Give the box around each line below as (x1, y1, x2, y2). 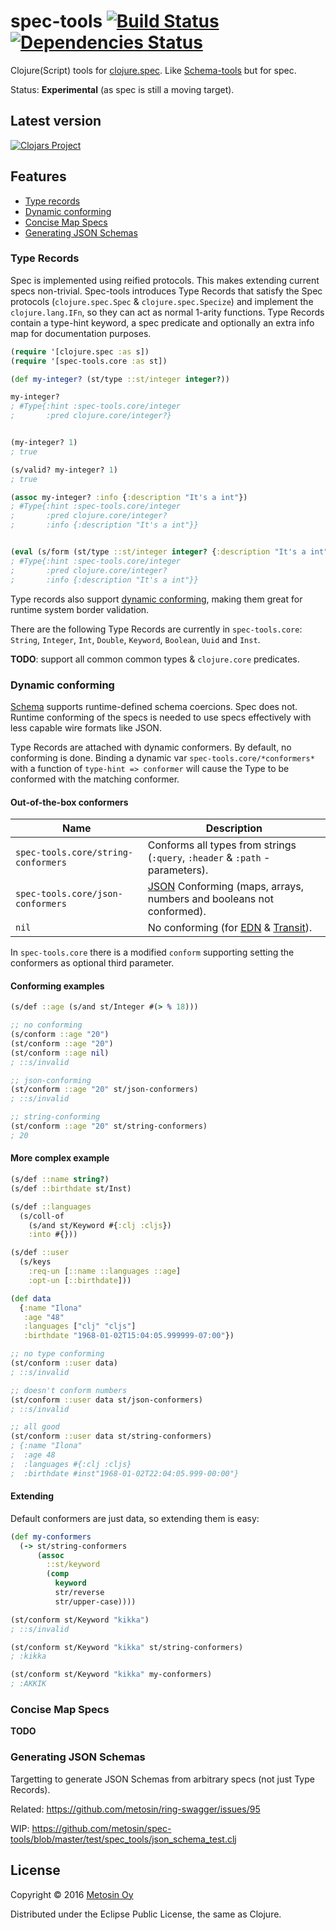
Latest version (10, 113, 102, 130)
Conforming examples (10, 980, 105, 992)
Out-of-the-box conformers (10, 796, 129, 808)
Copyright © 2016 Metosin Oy (10, 1888, 134, 1900)
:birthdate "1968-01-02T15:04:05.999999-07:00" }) (23, 1331, 235, 1341)
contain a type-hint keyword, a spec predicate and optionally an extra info (10, 316, 315, 329)
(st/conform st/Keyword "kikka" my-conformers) (10, 1670, 213, 1680)
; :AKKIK (10, 1679, 47, 1689)
